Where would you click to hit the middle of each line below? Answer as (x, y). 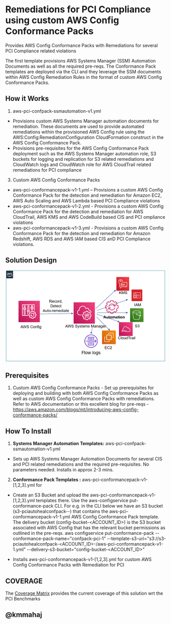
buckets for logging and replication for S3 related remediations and (83, 159)
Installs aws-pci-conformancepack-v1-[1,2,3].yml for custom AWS (82, 559)
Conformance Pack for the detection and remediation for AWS (78, 212)
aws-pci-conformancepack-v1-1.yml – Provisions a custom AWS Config (88, 190)
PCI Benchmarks (23, 599)
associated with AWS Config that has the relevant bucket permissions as (89, 528)
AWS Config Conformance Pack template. (115, 517)
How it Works (27, 99)
